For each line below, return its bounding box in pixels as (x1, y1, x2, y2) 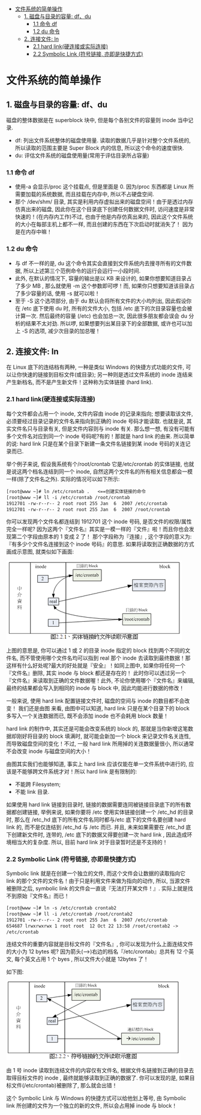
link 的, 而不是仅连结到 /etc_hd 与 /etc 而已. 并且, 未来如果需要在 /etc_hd (6, 823, 185, 831)
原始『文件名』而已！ (16, 892, 70, 899)
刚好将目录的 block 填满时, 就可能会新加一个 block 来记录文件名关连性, (16, 733, 191, 740)
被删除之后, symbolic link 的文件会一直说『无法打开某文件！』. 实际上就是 (6, 885, 188, 892)
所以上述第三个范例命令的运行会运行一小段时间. (23, 267, 141, 274)
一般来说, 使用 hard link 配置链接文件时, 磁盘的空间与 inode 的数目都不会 (6, 697, 185, 704)
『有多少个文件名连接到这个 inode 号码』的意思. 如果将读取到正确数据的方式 (6, 540, 194, 547)
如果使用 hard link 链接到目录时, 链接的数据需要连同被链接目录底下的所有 (6, 800, 186, 808)
